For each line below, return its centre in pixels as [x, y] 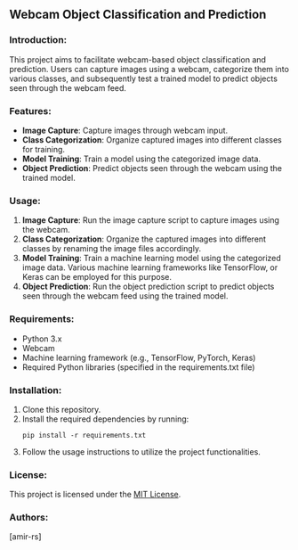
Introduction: [38, 40]
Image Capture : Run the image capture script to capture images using [151, 220]
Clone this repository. [61, 409]
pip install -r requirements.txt [84, 435]
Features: [30, 111]
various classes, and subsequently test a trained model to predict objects [144, 78]
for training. [43, 149]
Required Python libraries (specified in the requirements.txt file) [138, 367]
